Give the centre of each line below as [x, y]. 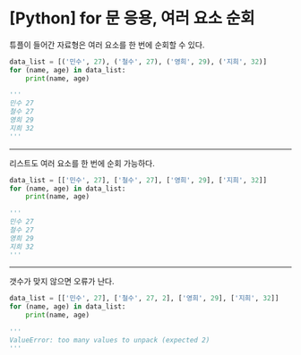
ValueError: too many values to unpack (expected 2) [110, 340]
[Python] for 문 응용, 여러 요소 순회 [132, 18]
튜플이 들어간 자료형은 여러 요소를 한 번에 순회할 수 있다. [107, 45]
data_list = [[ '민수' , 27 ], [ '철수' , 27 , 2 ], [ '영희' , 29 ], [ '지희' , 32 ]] [144, 299]
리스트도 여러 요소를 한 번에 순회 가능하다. [82, 163]
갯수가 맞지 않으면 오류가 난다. [62, 282]
